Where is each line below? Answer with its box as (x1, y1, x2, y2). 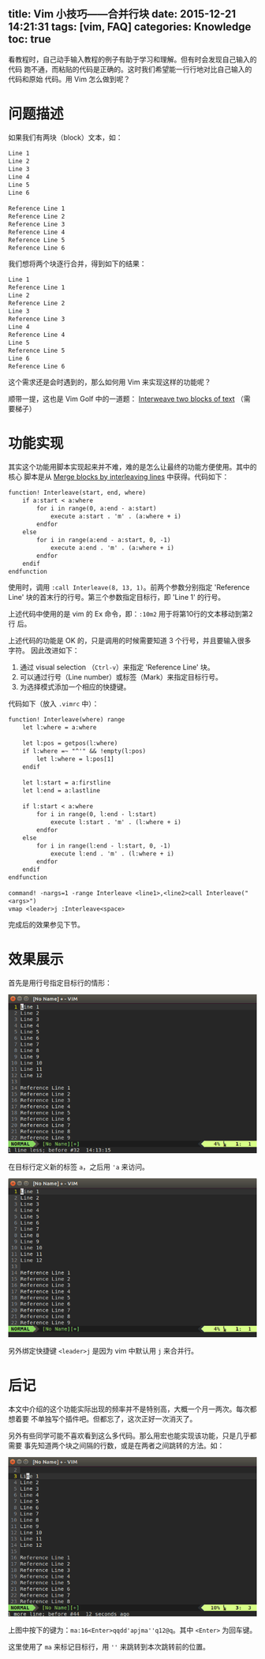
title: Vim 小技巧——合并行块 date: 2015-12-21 (8, 7, 237, 21)
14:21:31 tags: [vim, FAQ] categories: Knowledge (8, 21, 252, 34)
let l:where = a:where (22, 723, 97, 732)
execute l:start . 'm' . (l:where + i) (50, 818, 181, 826)
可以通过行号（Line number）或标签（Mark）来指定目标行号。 (19, 672, 222, 681)
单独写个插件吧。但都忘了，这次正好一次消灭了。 (37, 1414, 197, 1424)
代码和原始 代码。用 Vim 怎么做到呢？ (8, 74, 131, 84)
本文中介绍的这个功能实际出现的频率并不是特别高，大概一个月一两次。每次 (8, 1404, 250, 1414)
